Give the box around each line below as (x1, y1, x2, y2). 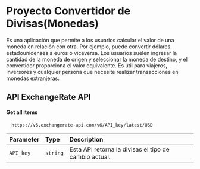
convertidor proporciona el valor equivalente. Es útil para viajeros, (6, 62, 168, 69)
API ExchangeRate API (6, 92, 91, 102)
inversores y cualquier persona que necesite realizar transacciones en (6, 68, 179, 75)
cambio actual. (69, 152, 111, 161)
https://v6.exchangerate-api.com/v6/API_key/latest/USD (11, 122, 153, 128)
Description (69, 135, 104, 143)
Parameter (9, 135, 40, 143)
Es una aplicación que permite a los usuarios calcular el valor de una (6, 36, 174, 44)
